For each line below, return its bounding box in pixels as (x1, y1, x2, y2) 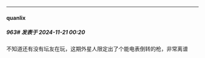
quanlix (6, 14, 26, 21)
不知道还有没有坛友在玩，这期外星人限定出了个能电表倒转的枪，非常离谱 (6, 45, 188, 52)
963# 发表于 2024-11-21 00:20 (6, 28, 85, 36)
